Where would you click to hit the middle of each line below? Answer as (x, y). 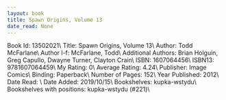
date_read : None (30, 26)
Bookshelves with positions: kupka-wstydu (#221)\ (78, 89)
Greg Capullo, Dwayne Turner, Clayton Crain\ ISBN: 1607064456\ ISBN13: (111, 60)
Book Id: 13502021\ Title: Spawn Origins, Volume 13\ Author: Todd (100, 46)
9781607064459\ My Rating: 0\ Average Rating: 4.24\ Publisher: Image (107, 67)
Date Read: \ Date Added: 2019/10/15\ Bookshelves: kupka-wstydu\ (102, 82)
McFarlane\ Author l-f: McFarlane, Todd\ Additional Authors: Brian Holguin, (112, 53)
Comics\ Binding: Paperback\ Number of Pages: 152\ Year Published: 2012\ (113, 75)
